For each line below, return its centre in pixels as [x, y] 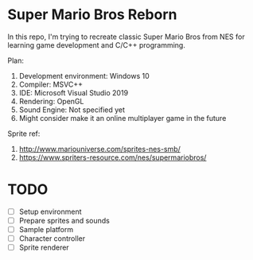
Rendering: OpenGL [51, 101]
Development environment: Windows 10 [84, 76]
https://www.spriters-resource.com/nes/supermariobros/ [113, 157]
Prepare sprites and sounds [64, 220]
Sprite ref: [24, 134]
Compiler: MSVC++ [51, 84]
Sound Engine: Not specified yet [72, 110]
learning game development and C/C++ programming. [97, 45]
